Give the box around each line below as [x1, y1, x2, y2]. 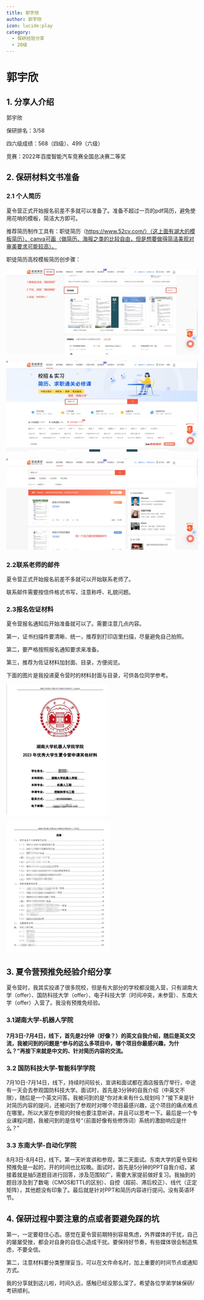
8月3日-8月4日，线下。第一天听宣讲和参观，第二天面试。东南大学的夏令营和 [6, 1156, 198, 1163]
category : [6, 29, 32, 35]
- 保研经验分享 [12, 35, 45, 42]
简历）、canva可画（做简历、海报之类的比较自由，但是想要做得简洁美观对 [11, 235, 194, 242]
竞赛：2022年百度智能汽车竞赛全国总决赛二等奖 [6, 153, 126, 160]
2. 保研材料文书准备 [6, 172, 80, 182]
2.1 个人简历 [6, 192, 41, 201]
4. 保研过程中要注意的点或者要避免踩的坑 [6, 1213, 160, 1224]
